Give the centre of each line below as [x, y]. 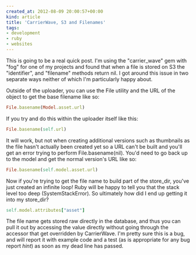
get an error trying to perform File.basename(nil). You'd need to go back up [97, 153]
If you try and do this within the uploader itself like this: [72, 118]
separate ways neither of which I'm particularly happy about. [80, 79]
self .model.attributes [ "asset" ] [45, 210]
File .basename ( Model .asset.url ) [45, 107]
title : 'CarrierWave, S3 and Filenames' [56, 22]
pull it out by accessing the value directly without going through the [87, 228]
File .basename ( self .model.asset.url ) [52, 170]
